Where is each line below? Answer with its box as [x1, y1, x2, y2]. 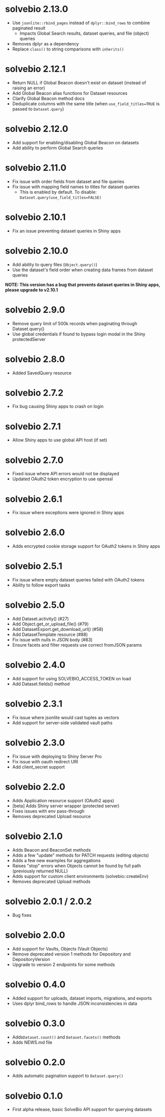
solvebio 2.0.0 [5, 929, 66, 941]
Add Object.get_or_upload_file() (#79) [12, 621, 89, 627]
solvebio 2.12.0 [5, 124, 68, 134]
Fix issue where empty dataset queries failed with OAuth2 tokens [12, 577, 145, 583]
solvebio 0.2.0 [5, 1056, 66, 1068]
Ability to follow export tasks [12, 582, 70, 588]
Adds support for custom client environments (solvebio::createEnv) [12, 873, 149, 879]
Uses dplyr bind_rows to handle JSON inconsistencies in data [12, 1000, 137, 1006]
